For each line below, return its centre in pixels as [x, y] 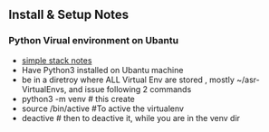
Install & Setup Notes [69, 15]
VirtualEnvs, [44, 89]
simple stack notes [57, 60]
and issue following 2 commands [130, 89]
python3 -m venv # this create [78, 99]
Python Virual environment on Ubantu [93, 41]
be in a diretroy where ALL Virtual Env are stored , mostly [128, 80]
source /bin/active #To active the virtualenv [103, 108]
